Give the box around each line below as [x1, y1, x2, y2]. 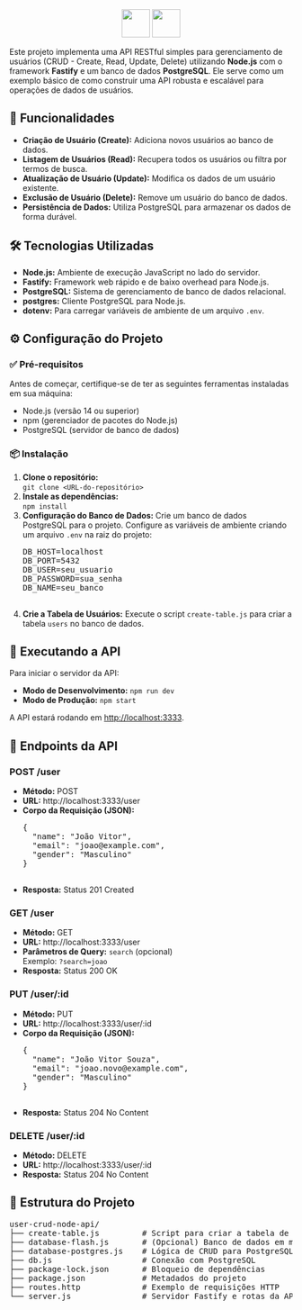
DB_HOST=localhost [22, 547, 104, 556]
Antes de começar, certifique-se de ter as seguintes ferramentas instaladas [9, 378, 289, 390]
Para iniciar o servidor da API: [9, 668, 120, 679]
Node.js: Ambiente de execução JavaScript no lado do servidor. [22, 267, 261, 277]
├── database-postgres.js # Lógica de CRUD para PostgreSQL [9, 1246, 294, 1256]
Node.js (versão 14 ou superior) [22, 405, 140, 417]
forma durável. [22, 211, 77, 221]
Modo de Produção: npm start [22, 695, 137, 706]
